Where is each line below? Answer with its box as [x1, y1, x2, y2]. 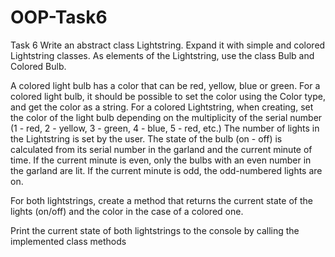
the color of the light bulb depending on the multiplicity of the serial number [10, 111, 323, 123]
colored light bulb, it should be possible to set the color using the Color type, [10, 90, 326, 102]
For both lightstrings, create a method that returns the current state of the [10, 194, 313, 206]
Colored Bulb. [10, 60, 67, 72]
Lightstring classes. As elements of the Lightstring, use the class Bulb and [10, 49, 315, 61]
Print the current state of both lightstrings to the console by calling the [10, 224, 300, 236]
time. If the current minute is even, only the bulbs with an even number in [10, 154, 312, 166]
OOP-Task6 [10, 6, 108, 29]
